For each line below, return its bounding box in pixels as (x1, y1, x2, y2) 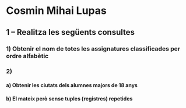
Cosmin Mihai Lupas (6, 4, 107, 17)
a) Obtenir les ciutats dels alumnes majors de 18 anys (6, 82, 138, 89)
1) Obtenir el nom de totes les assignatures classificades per (6, 45, 181, 53)
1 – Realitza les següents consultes (6, 27, 135, 37)
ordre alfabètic (6, 52, 49, 60)
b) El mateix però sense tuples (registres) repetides (6, 95, 133, 102)
